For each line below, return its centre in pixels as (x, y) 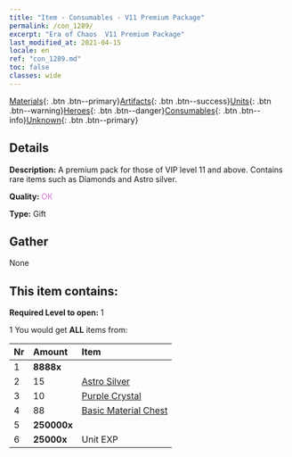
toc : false (29, 68)
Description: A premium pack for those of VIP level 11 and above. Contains (146, 170)
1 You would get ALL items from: (69, 330)
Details (29, 148)
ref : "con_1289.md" (45, 59)
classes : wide (36, 76)
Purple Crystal (111, 396)
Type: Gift (28, 213)
